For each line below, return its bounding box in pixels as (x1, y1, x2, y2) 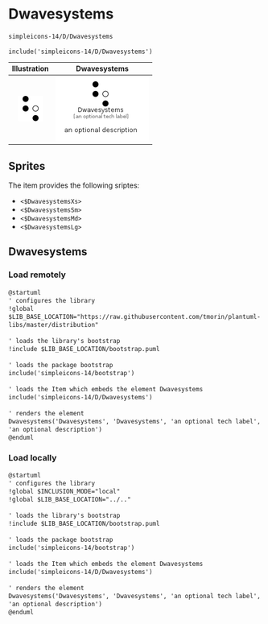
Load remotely (8, 269, 67, 280)
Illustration (11, 64, 50, 73)
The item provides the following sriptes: (8, 180, 140, 190)
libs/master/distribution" (8, 320, 99, 329)
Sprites (8, 159, 46, 173)
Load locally (8, 452, 57, 463)
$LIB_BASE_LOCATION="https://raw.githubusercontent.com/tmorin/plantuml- (8, 312, 262, 320)
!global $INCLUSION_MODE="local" (8, 487, 121, 495)
